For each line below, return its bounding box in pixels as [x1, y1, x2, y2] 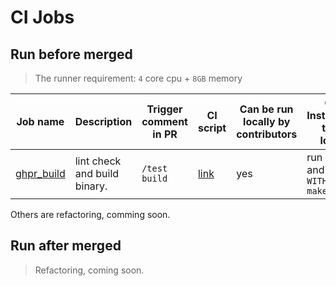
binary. [74, 179, 108, 193]
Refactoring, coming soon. [34, 264, 145, 276]
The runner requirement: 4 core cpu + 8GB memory [34, 72, 243, 84]
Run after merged [10, 237, 122, 255]
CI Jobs [10, 6, 75, 29]
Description [74, 115, 133, 128]
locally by [243, 115, 291, 128]
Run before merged [10, 46, 133, 63]
